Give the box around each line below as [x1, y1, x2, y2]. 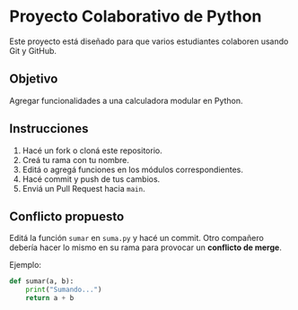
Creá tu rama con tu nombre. [22, 154, 130, 165]
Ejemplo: [9, 260, 42, 271]
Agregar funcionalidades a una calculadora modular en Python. [9, 95, 244, 106]
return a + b [25, 294, 74, 303]
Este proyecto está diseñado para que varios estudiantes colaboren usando [9, 36, 289, 47]
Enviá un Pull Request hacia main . [22, 183, 145, 194]
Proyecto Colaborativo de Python [9, 6, 262, 27]
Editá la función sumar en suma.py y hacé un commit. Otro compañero [9, 233, 265, 244]
